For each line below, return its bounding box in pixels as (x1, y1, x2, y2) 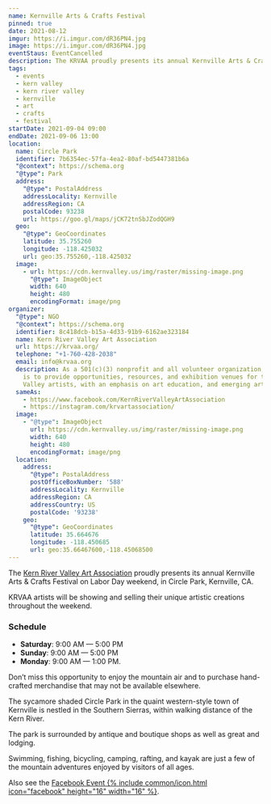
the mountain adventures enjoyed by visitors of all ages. (8, 762, 195, 772)
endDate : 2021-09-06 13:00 (8, 132, 99, 140)
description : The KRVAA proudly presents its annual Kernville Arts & (8, 57, 251, 66)
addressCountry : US (29, 501, 95, 509)
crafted (8, 681, 33, 691)
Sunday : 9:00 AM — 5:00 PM (19, 648, 119, 658)
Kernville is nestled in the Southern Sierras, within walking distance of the (8, 705, 252, 715)
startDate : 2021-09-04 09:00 (8, 125, 106, 133)
